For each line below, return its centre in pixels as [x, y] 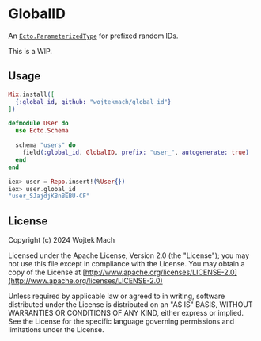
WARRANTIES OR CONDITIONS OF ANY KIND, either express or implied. [126, 313]
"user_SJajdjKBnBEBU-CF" [49, 196]
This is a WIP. [30, 51]
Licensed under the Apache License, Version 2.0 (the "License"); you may [129, 255]
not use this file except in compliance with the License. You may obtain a [127, 264]
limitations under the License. [56, 330]
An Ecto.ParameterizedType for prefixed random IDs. [93, 36]
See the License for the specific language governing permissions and [121, 321]
